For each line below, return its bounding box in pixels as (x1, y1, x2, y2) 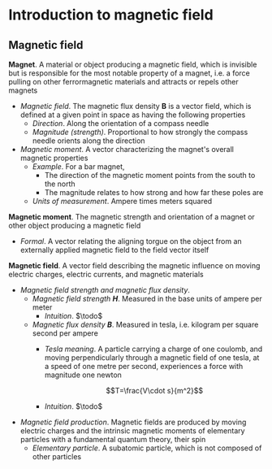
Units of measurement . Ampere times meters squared (32, 197, 213, 206)
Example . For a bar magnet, (32, 162, 125, 172)
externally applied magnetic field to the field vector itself (19, 245, 209, 254)
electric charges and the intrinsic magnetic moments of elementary (19, 426, 245, 436)
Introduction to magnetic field (8, 6, 214, 24)
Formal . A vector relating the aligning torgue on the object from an (19, 237, 242, 245)
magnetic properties (19, 153, 89, 163)
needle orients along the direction (32, 136, 145, 145)
